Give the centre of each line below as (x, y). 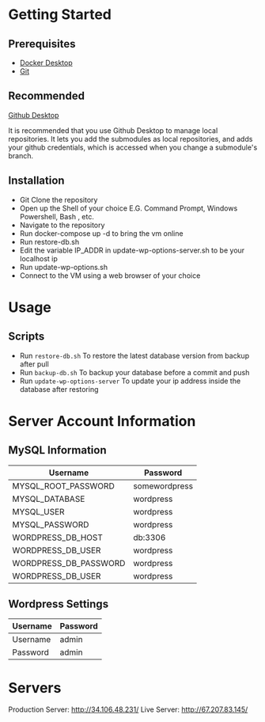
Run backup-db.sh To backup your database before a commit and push (134, 372)
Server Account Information (102, 421)
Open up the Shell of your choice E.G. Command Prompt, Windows (129, 208)
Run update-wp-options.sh (64, 267)
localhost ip (38, 258)
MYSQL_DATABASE (49, 499)
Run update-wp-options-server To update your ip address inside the (130, 381)
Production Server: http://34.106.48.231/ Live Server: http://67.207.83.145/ (128, 709)
